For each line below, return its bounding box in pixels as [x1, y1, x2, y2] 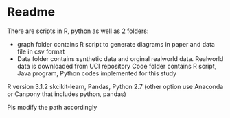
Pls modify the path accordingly [7, 103, 97, 111]
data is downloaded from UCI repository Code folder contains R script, [16, 62, 217, 70]
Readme [7, 4, 56, 20]
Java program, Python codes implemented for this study [16, 69, 177, 78]
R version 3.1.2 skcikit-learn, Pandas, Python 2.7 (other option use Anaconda [7, 82, 224, 91]
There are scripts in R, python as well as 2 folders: [7, 27, 149, 35]
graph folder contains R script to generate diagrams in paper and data [16, 40, 215, 48]
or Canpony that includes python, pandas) [7, 90, 127, 98]
